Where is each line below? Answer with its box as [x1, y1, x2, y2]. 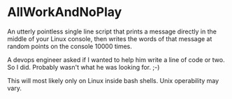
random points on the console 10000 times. [7, 42, 133, 50]
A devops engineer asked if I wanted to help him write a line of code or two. [7, 55, 225, 63]
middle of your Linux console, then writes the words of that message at [7, 34, 212, 43]
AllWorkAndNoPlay [7, 4, 122, 20]
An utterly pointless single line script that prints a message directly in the [7, 27, 217, 36]
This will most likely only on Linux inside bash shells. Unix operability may [7, 76, 219, 84]
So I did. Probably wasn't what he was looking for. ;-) [7, 63, 160, 71]
